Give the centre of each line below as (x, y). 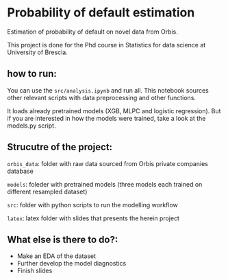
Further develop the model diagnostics (72, 264)
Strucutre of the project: (60, 147)
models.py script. (31, 126)
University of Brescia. (38, 52)
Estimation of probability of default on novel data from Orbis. (92, 32)
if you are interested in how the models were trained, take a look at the (106, 118)
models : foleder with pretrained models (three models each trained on (105, 184)
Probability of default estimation (101, 13)
